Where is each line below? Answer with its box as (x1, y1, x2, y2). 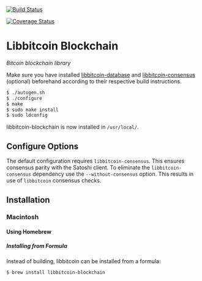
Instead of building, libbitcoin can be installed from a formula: (6, 258, 161, 264)
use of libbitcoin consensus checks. (6, 177, 102, 184)
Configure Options (6, 141, 79, 151)
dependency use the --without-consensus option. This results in (32, 170, 194, 178)
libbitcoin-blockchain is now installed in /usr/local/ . (6, 123, 139, 131)
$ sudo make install (6, 107, 59, 113)
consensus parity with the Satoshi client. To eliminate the (6, 164, 151, 171)
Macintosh (6, 213, 39, 222)
